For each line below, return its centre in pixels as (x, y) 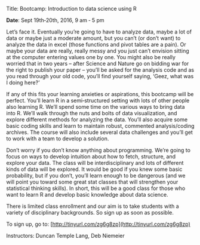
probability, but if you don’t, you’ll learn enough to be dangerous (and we (96, 175)
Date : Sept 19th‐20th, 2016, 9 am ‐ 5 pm (55, 20)
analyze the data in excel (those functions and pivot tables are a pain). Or (96, 45)
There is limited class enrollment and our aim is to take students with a (93, 206)
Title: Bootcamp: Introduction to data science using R (72, 9)
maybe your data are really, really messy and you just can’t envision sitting (98, 51)
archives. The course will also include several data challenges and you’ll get (99, 132)
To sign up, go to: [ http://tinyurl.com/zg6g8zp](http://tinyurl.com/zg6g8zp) (99, 224)
